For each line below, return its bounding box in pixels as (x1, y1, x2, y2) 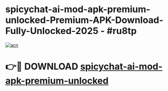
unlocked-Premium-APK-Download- (5, 14, 164, 26)
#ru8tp (107, 25, 137, 37)
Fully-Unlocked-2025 (5, 25, 99, 37)
